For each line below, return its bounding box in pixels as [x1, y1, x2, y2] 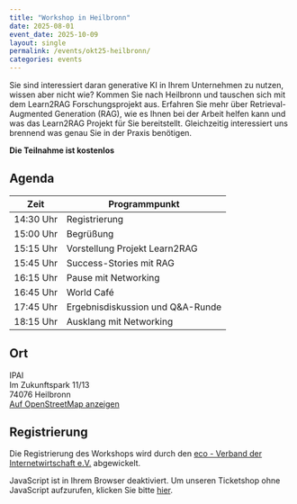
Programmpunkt [107, 197, 180, 210]
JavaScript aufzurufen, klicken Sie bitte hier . [9, 485, 174, 496]
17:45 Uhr [13, 301, 58, 313]
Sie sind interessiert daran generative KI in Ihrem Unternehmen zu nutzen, [9, 80, 283, 90]
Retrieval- [249, 99, 286, 109]
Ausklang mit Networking [66, 315, 174, 328]
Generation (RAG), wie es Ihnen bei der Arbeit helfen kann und [54, 109, 286, 119]
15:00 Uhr [13, 227, 58, 239]
